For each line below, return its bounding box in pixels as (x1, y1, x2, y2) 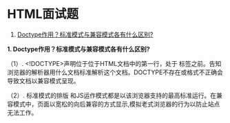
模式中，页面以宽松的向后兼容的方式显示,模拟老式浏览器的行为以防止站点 (12, 100, 220, 108)
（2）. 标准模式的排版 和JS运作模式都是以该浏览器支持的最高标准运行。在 (7, 91, 217, 100)
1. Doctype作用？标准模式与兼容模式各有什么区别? (7, 45, 150, 53)
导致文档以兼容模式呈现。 (7, 76, 80, 85)
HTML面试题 (7, 6, 79, 22)
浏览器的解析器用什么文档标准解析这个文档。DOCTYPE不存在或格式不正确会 (7, 68, 224, 76)
